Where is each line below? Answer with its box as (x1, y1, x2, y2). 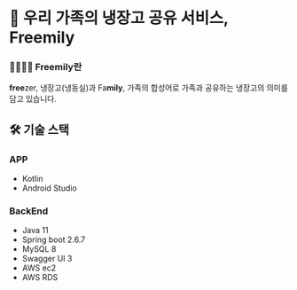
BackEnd (9, 205, 49, 217)
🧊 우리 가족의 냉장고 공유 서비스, (9, 8, 229, 28)
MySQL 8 (21, 244, 57, 255)
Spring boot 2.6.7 (21, 234, 86, 245)
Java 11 (21, 225, 49, 236)
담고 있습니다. (9, 94, 58, 105)
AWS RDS (21, 272, 59, 283)
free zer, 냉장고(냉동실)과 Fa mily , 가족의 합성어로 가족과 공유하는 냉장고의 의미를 (9, 82, 288, 93)
